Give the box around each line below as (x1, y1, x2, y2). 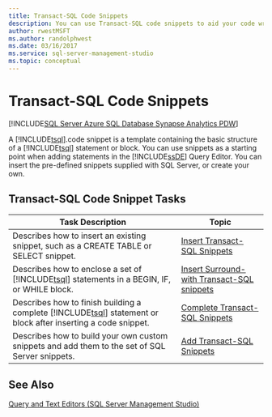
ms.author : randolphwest (8, 34, 92, 43)
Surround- (205, 263, 246, 274)
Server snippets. (12, 350, 75, 361)
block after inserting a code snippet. (12, 317, 150, 328)
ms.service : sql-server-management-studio (8, 49, 154, 57)
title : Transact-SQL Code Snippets (8, 11, 129, 20)
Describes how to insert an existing (12, 230, 147, 241)
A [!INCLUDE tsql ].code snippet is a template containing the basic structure (8, 134, 257, 144)
